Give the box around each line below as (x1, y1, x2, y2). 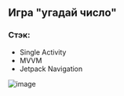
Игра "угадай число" (8, 6, 117, 20)
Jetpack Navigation (19, 64, 83, 73)
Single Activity (19, 47, 67, 57)
